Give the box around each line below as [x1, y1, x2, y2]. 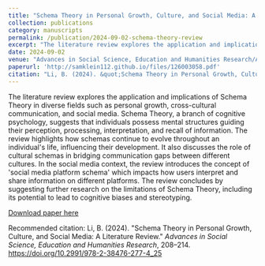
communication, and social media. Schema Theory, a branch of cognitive [8, 108, 246, 118]
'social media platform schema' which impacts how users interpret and [8, 167, 239, 177]
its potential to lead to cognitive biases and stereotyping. [8, 193, 192, 202]
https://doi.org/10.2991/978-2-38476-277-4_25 [8, 248, 162, 257]
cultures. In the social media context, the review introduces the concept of [8, 159, 250, 168]
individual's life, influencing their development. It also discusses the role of [8, 142, 251, 152]
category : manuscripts [8, 26, 83, 34]
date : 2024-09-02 [8, 48, 65, 56]
